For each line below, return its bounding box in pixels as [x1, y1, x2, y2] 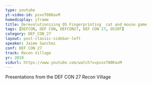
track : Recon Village [5, 50, 52, 55]
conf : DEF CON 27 [5, 46, 42, 51]
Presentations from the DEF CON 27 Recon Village [5, 74, 111, 80]
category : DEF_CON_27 [5, 31, 52, 36]
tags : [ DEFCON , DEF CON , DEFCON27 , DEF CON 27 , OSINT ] [5, 27, 124, 32]
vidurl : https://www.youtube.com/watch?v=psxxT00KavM [5, 60, 122, 65]
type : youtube [5, 7, 36, 13]
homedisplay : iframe [5, 17, 49, 22]
